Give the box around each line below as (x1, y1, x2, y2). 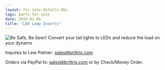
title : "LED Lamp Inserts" (5, 21, 61, 26)
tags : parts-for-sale (5, 12, 50, 17)
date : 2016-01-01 (5, 16, 41, 21)
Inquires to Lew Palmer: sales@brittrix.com (5, 50, 93, 56)
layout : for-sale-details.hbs (5, 7, 68, 12)
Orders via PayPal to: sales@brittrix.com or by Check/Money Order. (5, 59, 143, 65)
